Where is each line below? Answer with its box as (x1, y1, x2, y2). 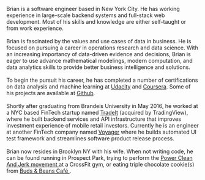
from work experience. (6, 24, 64, 32)
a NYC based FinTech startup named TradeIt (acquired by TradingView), (6, 109, 188, 116)
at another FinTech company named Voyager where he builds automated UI (6, 128, 197, 135)
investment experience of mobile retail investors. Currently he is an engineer (6, 122, 199, 129)
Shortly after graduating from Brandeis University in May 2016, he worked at (6, 103, 198, 109)
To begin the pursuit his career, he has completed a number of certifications (6, 76, 198, 84)
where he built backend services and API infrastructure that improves (6, 115, 182, 123)
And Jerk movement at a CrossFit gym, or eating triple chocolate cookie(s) (6, 161, 195, 168)
